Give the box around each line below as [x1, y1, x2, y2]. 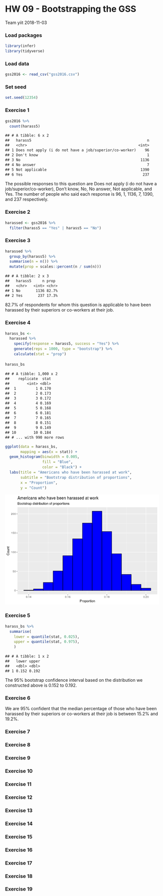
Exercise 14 [5, 820, 33, 827]
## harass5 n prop [5, 279, 56, 284]
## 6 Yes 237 [5, 172, 150, 177]
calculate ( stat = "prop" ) [14, 352, 67, 357]
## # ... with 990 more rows [5, 435, 64, 440]
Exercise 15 [5, 833, 33, 840]
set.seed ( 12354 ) [5, 95, 38, 100]
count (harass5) [9, 124, 41, 129]
